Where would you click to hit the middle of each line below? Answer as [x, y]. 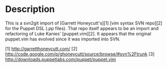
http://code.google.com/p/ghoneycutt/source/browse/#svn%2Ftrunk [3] [80, 54]
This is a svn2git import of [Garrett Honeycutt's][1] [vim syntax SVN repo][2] [84, 23]
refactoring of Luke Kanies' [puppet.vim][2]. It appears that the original [78, 33]
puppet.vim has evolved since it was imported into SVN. [63, 39]
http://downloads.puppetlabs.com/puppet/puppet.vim [61, 59]
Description [30, 9]
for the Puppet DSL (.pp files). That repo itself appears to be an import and [82, 28]
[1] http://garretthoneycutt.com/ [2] [41, 48]
